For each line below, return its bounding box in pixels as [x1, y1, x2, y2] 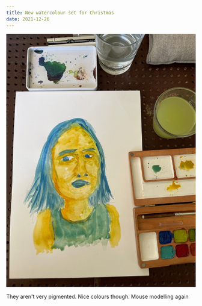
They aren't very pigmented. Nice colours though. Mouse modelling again [6, 293, 189, 301]
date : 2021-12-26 [6, 16, 50, 22]
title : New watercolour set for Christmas [6, 10, 114, 16]
